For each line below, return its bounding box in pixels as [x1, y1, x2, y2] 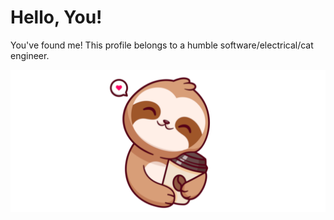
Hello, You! [10, 6, 103, 29]
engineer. [10, 49, 50, 61]
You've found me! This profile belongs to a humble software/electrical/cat [10, 39, 314, 51]
